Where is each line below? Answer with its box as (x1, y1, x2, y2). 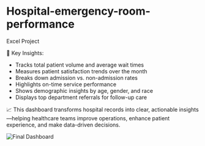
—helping (6, 114, 31, 122)
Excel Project (6, 37, 40, 45)
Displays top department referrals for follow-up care (15, 93, 147, 101)
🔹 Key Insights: (6, 49, 44, 56)
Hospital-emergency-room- (6, 4, 151, 18)
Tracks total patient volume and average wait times (15, 61, 144, 68)
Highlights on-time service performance (15, 81, 117, 88)
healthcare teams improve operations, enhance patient (31, 114, 170, 122)
